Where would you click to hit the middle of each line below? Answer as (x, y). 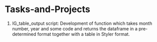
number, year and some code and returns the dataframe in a (75, 28)
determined (24, 34)
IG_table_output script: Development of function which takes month (82, 23)
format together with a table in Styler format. (83, 34)
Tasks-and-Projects (47, 9)
